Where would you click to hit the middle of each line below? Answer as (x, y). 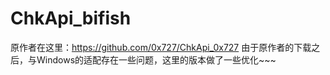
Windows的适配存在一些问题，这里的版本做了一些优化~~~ (156, 59)
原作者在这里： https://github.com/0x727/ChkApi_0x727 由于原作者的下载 (161, 47)
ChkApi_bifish (71, 18)
